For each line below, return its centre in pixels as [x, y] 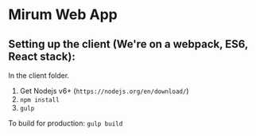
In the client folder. [39, 76]
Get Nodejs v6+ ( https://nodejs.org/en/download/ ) [104, 91]
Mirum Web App [63, 15]
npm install [39, 100]
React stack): [42, 56]
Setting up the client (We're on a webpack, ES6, [128, 44]
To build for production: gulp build [66, 123]
